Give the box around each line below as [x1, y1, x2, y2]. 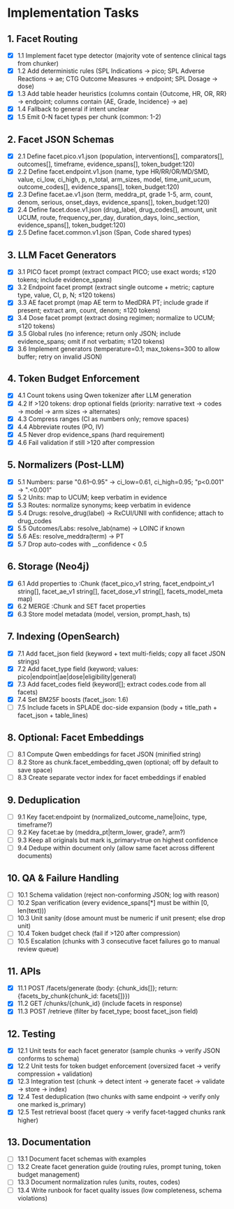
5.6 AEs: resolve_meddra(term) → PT [17, 532, 124, 540]
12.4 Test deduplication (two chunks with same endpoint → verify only [17, 1093, 220, 1101]
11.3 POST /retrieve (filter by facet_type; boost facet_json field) [17, 1007, 198, 1016]
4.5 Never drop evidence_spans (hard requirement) [17, 430, 166, 438]
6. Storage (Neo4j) [7, 560, 89, 572]
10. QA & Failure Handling [7, 872, 119, 884]
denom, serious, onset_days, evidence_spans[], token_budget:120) [17, 198, 210, 207]
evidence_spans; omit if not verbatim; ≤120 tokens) [17, 337, 166, 345]
